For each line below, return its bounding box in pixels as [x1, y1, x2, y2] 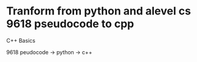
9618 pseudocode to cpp [6, 17, 134, 31]
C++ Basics [6, 37, 35, 44]
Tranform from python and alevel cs [6, 4, 192, 18]
